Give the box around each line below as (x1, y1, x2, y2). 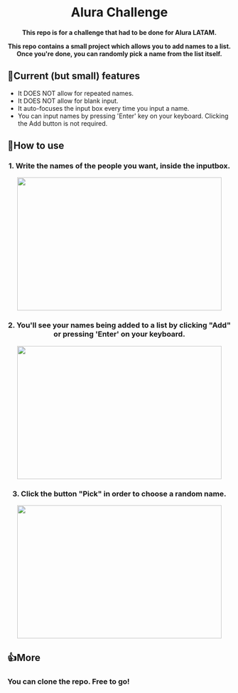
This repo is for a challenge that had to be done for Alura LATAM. (22, 28, 217, 36)
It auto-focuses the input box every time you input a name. (17, 104, 190, 112)
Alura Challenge (70, 4, 168, 21)
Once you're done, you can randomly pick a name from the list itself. (16, 49, 222, 58)
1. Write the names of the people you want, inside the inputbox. (8, 160, 231, 170)
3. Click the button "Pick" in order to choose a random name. (12, 489, 227, 498)
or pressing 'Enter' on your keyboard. (53, 329, 186, 339)
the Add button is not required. (17, 119, 108, 128)
